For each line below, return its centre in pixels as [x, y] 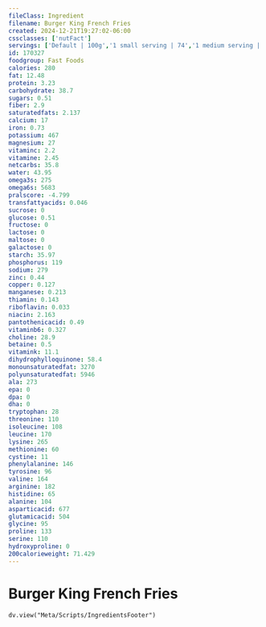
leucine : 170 [30, 434]
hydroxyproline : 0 [39, 547]
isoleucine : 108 [35, 427]
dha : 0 [19, 404]
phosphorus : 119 [35, 262]
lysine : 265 [28, 442]
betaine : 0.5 [30, 345]
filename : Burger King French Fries [70, 23]
